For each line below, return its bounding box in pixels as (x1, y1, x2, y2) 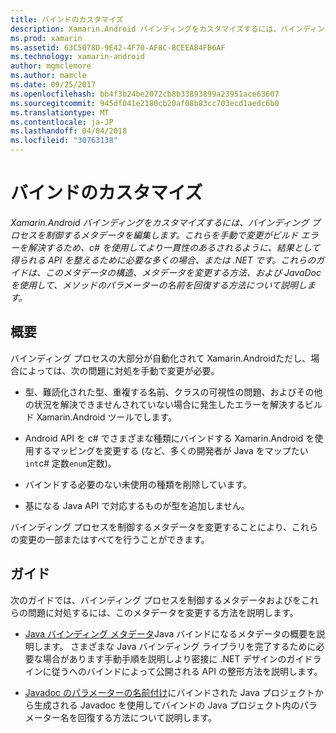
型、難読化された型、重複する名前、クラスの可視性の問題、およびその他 (24, 386, 323, 398)
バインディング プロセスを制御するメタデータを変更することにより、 (10, 521, 293, 533)
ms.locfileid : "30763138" (10, 136, 118, 146)
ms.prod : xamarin (10, 33, 83, 43)
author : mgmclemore (10, 61, 92, 71)
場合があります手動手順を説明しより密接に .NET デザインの (42, 652, 287, 665)
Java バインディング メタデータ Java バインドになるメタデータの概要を (24, 627, 317, 640)
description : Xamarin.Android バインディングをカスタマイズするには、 (10, 24, 282, 34)
